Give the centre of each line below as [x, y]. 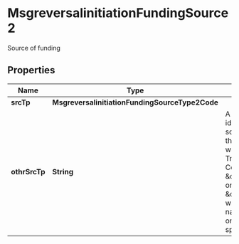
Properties [31, 70]
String [63, 171]
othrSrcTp [28, 171]
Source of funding [34, 48]
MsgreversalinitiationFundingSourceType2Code [136, 102]
